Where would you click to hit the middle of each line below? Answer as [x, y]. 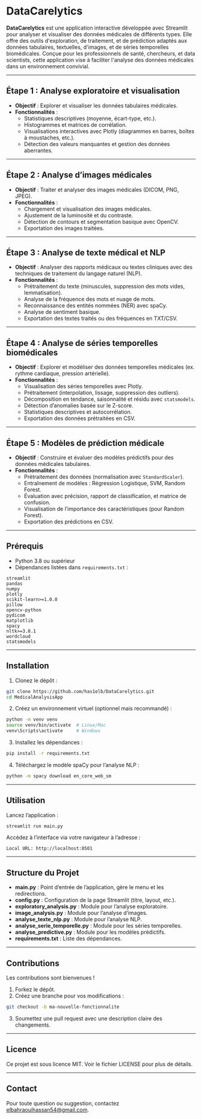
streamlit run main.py [35, 826]
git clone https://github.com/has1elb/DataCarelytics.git [80, 691]
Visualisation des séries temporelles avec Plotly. [83, 386]
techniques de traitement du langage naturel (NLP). [78, 273]
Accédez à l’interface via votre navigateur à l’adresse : [73, 838]
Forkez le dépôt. [35, 990]
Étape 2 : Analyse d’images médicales [79, 175]
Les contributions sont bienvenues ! [50, 978]
